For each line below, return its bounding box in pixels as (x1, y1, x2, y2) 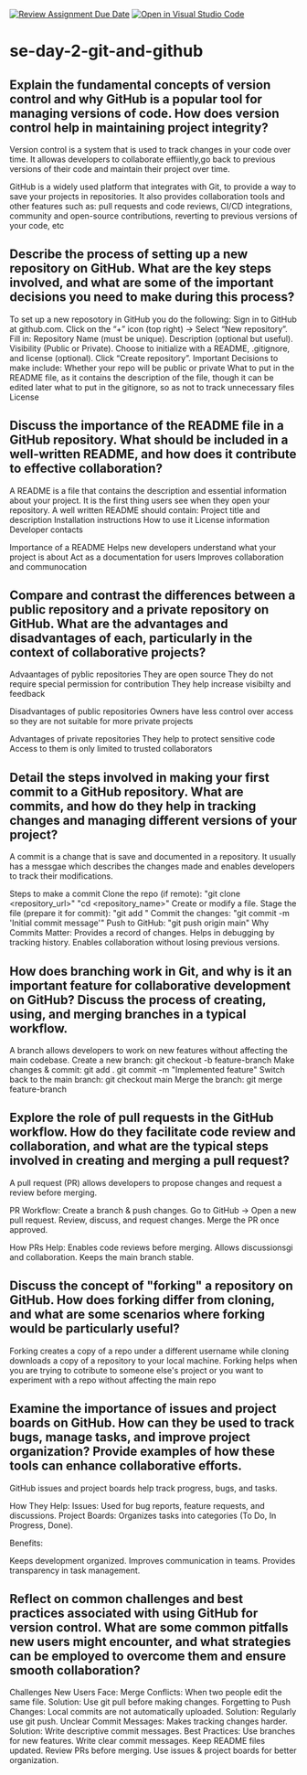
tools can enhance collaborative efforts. (9, 1459, 242, 1474)
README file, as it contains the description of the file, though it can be (9, 371, 274, 383)
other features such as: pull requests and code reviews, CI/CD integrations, (9, 201, 292, 211)
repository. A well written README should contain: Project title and (9, 504, 260, 516)
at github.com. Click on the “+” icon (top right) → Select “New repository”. (9, 323, 288, 334)
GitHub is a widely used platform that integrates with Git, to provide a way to (9, 181, 297, 192)
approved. (9, 1224, 48, 1235)
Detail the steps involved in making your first (9, 769, 270, 786)
